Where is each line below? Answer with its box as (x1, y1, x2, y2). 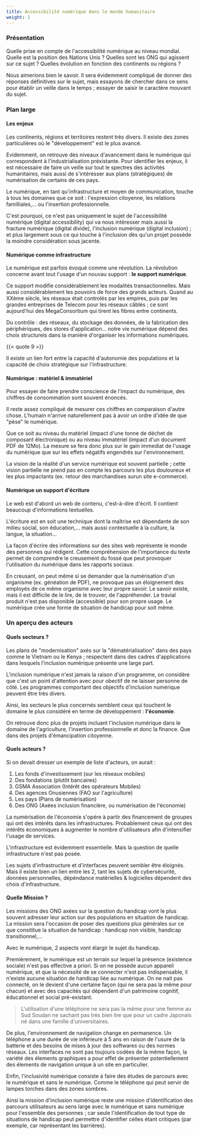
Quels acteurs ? (6, 745, 46, 753)
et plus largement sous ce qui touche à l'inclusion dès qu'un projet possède (6, 231, 192, 238)
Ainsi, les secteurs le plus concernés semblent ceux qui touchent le (6, 701, 172, 708)
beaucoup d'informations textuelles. (6, 506, 94, 513)
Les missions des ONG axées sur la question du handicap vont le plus (6, 908, 177, 915)
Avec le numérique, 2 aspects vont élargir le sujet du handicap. (6, 944, 160, 952)
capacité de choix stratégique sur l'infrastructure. (6, 361, 128, 368)
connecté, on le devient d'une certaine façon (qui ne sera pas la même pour (6, 981, 192, 988)
